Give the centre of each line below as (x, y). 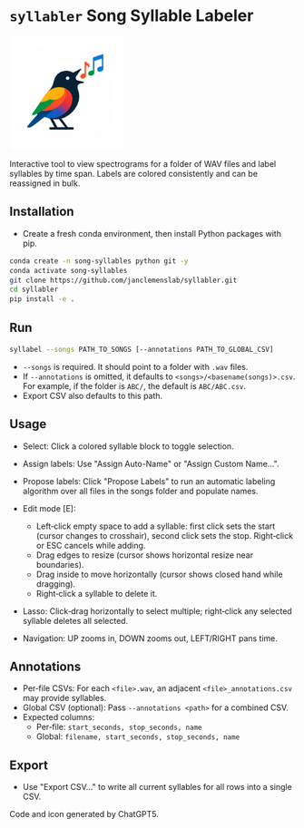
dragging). (55, 584)
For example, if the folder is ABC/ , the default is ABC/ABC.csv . (134, 385)
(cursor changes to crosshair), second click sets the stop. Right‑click (164, 535)
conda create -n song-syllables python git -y (99, 261)
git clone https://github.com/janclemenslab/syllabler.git (123, 280)
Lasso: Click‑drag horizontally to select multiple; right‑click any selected (157, 611)
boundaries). (60, 564)
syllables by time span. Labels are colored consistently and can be (134, 173)
